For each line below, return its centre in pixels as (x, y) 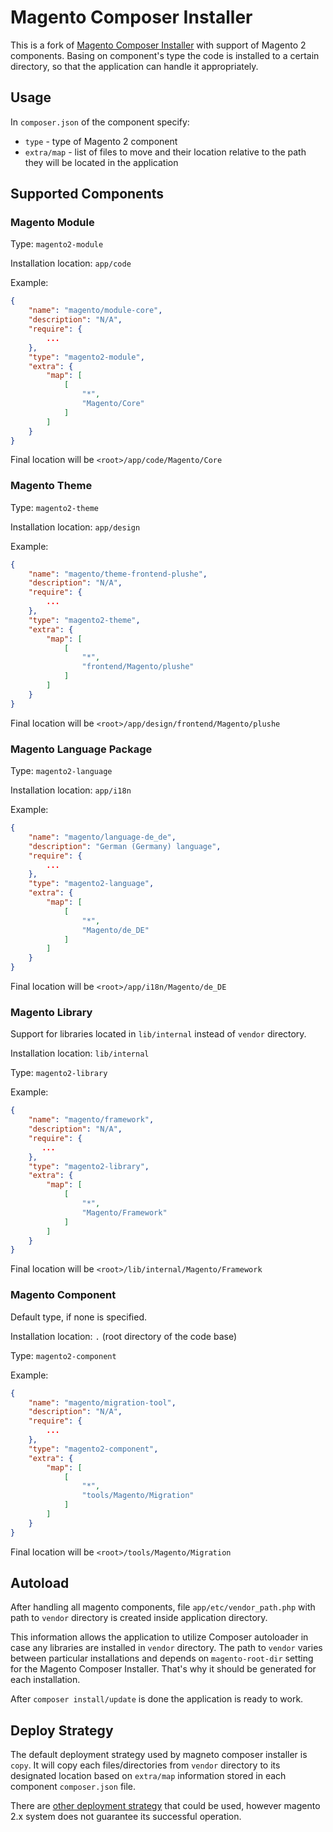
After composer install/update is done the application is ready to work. (157, 1699)
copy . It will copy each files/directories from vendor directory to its (145, 1765)
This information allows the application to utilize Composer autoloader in (159, 1637)
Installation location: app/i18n (71, 790)
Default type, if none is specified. (79, 1317)
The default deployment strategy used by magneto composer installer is (159, 1755)
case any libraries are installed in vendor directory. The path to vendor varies (166, 1648)
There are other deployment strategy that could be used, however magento (165, 1806)
